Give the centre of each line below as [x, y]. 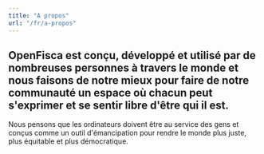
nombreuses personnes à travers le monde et [124, 67]
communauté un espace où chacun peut [110, 93]
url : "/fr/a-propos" [43, 23]
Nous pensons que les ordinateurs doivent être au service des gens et [124, 124]
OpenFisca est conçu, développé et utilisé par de [132, 55]
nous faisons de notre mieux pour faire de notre [129, 80]
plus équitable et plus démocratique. [69, 141]
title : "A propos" [39, 16]
